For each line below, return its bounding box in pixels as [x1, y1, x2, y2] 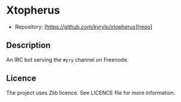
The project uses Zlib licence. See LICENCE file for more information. [6, 89, 176, 96]
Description [6, 40, 51, 50]
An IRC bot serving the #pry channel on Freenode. [6, 56, 129, 63]
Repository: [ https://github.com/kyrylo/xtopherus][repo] [14, 23, 153, 30]
